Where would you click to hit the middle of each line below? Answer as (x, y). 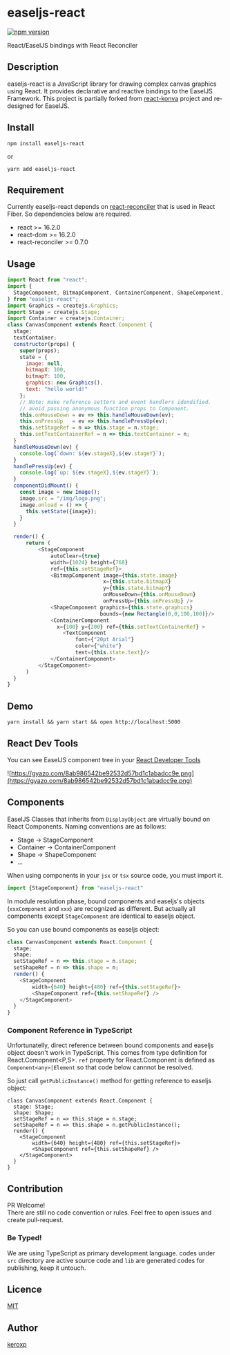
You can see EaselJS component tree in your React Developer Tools (104, 759)
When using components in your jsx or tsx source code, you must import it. (115, 875)
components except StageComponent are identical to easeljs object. (101, 916)
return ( (38, 543)
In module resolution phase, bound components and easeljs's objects (106, 901)
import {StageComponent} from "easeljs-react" (75, 888)
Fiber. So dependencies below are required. (69, 214)
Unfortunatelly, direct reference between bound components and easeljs (111, 1045)
